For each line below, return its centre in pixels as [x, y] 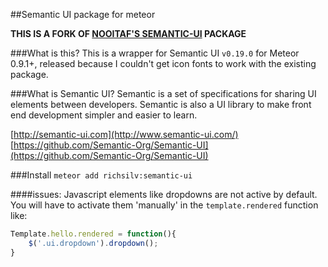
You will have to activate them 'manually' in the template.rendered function [164, 205]
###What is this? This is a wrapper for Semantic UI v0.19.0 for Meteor [155, 53]
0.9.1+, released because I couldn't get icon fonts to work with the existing [163, 63]
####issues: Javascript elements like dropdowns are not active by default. [164, 194]
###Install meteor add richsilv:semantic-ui [101, 175]
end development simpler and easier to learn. [104, 115]
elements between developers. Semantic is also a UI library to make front [161, 104]
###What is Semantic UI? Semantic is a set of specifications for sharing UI [163, 93]
